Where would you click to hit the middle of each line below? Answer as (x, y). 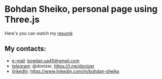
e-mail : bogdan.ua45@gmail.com (46, 61)
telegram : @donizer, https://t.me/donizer (53, 66)
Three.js (22, 20)
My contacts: (25, 49)
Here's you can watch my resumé (39, 33)
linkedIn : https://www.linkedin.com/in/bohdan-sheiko (65, 71)
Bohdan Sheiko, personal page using (81, 9)
